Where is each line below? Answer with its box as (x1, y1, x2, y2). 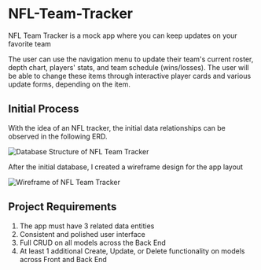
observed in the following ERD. (8, 131, 108, 141)
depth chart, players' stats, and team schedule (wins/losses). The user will (8, 62, 249, 72)
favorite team (8, 39, 51, 48)
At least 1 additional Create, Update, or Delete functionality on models (19, 246, 245, 256)
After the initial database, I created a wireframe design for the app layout (8, 162, 244, 172)
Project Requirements (8, 200, 117, 213)
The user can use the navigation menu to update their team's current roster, (8, 54, 254, 64)
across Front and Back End (19, 254, 108, 264)
